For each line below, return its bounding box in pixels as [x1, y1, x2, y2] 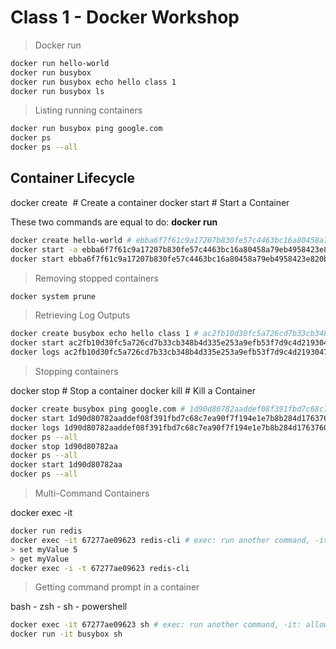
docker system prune [10, 291, 97, 301]
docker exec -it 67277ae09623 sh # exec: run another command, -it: [10, 620, 302, 630]
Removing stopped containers [34, 272, 159, 284]
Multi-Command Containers [34, 487, 150, 499]
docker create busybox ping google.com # [10, 404, 186, 414]
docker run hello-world [10, 58, 110, 68]
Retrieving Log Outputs [34, 309, 131, 321]
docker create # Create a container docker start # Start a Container [10, 196, 290, 208]
